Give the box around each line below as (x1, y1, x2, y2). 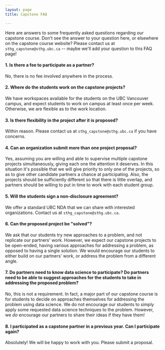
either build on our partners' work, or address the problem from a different (5, 253, 156, 259)
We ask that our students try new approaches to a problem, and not (5, 232, 142, 238)
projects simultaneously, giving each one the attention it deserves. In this (5, 161, 154, 167)
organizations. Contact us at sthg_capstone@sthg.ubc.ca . (5, 210, 120, 216)
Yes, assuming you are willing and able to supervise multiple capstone (5, 156, 148, 162)
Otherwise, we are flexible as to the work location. (5, 106, 107, 112)
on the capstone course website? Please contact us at (5, 40, 115, 46)
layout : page (5, 7, 32, 12)
